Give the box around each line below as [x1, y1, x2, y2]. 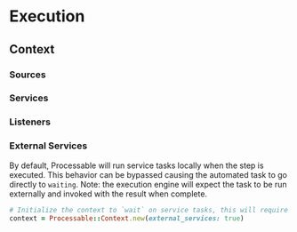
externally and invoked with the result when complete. [9, 188, 207, 199]
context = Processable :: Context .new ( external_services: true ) [9, 213, 245, 223]
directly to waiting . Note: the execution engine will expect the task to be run [9, 179, 287, 189]
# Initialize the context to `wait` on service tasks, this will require [9, 205, 289, 214]
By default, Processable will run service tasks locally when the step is [9, 160, 264, 171]
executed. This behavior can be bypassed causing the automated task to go [9, 169, 287, 180]
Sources [9, 68, 46, 81]
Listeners [9, 116, 52, 128]
